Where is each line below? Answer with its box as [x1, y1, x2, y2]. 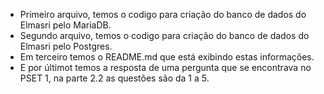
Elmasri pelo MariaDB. [19, 19, 112, 31]
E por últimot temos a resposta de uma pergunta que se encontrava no [19, 62, 312, 73]
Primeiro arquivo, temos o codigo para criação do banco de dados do [19, 9, 307, 20]
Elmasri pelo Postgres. [19, 40, 113, 52]
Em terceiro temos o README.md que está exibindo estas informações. [19, 51, 315, 63]
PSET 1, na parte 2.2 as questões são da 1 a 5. [19, 72, 210, 84]
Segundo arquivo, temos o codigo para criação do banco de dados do [19, 30, 310, 41]
